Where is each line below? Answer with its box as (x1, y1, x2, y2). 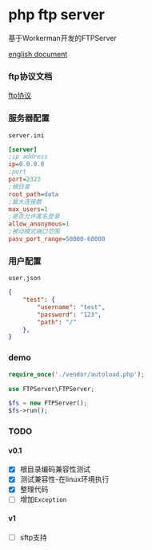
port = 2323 (8, 175, 42, 184)
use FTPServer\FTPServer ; (8, 385, 94, 393)
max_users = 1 (8, 205, 48, 214)
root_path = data (8, 190, 59, 198)
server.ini (8, 131, 45, 140)
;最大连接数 (8, 198, 42, 206)
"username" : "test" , (37, 303, 106, 311)
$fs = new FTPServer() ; (8, 399, 88, 407)
